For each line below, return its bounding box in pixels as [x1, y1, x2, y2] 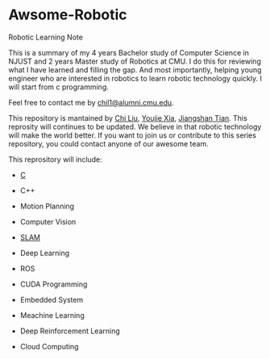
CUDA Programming [19, 279, 88, 289]
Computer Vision [19, 217, 77, 226]
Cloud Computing [19, 341, 79, 351]
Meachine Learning [19, 310, 85, 320]
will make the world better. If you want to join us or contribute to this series [8, 130, 256, 140]
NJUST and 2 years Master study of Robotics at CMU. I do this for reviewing [8, 56, 262, 66]
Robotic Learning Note [8, 32, 83, 42]
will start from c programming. [8, 82, 109, 92]
